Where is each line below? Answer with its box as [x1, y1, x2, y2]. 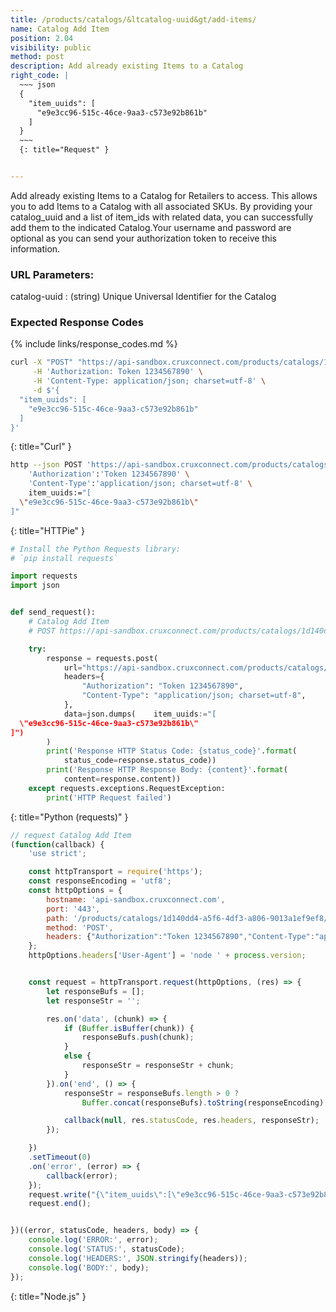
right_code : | [10, 71, 70, 81]
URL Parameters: [10, 267, 95, 281]
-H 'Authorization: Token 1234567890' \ [32, 367, 203, 377]
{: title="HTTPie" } [10, 524, 86, 536]
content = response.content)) [63, 774, 182, 785]
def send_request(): [10, 607, 97, 618]
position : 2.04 [10, 33, 74, 43]
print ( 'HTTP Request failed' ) [46, 792, 172, 803]
